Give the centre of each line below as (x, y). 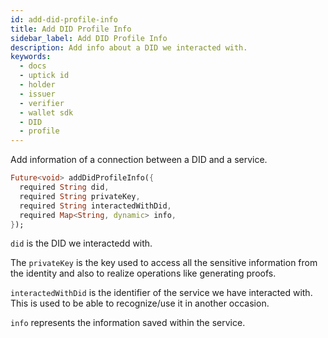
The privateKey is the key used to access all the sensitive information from (164, 263)
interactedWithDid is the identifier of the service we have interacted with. (161, 293)
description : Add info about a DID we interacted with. (129, 47)
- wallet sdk (46, 112)
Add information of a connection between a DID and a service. (139, 160)
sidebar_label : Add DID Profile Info (89, 38)
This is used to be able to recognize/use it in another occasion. (140, 303)
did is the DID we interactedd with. (81, 243)
